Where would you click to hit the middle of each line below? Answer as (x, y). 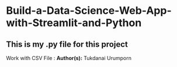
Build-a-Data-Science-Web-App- (89, 11)
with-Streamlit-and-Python (74, 23)
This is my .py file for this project (67, 44)
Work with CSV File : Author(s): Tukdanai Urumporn (69, 58)
